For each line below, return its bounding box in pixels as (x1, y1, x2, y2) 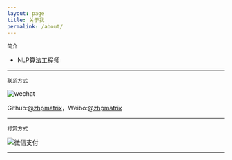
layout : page (7, 10, 45, 17)
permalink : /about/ (7, 23, 64, 30)
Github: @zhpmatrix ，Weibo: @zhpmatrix (7, 104, 122, 112)
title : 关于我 (7, 17, 45, 23)
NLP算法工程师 (17, 56, 60, 64)
